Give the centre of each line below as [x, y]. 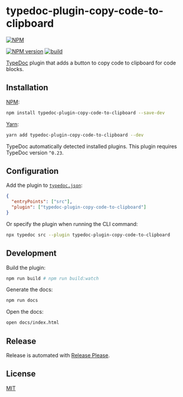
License [21, 374]
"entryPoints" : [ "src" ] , [42, 202]
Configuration [32, 171]
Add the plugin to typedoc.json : [44, 185]
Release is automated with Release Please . [58, 355]
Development [32, 254]
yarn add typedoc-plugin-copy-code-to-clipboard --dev [75, 135]
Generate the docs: [30, 290]
